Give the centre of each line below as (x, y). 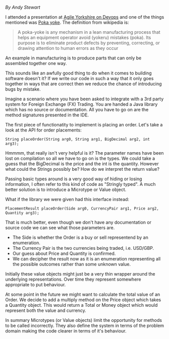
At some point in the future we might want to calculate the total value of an (83, 294)
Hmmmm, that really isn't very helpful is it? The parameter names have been (84, 153)
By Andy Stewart (23, 7)
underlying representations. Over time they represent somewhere (73, 279)
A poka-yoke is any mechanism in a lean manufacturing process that (89, 32)
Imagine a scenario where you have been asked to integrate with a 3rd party (84, 99)
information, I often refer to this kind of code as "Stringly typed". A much (80, 184)
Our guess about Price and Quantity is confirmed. (64, 253)
